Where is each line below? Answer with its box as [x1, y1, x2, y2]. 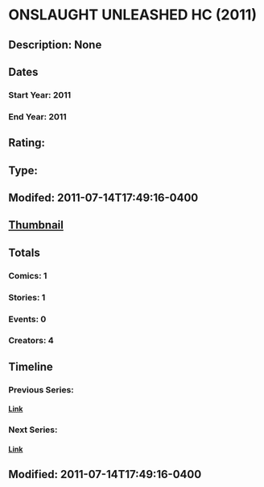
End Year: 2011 [8, 111, 67, 122]
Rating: [8, 136, 46, 150]
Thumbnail [8, 218, 64, 232]
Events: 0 [8, 313, 47, 325]
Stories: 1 [8, 292, 46, 303]
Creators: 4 [8, 335, 54, 346]
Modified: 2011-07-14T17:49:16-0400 [8, 468, 202, 481]
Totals [8, 246, 40, 259]
